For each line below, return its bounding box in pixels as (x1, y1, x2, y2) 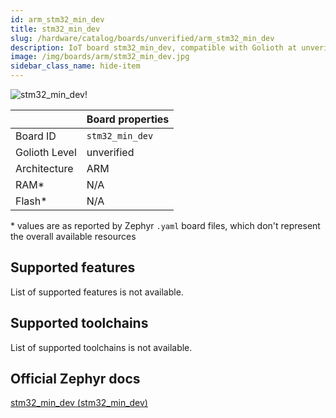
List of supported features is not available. (10, 286, 184, 298)
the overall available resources (10, 231, 137, 242)
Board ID (15, 129, 57, 143)
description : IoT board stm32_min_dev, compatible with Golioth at (10, 42, 298, 53)
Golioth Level (15, 146, 77, 159)
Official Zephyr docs (10, 371, 141, 388)
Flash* (15, 194, 48, 208)
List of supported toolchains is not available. (10, 341, 193, 353)
